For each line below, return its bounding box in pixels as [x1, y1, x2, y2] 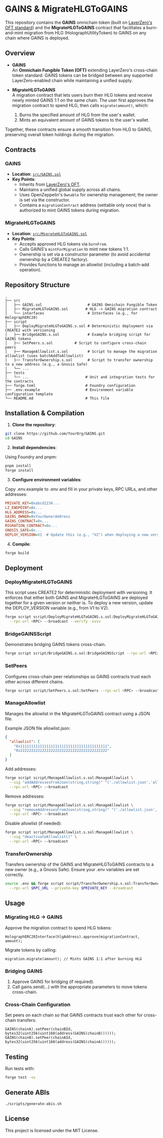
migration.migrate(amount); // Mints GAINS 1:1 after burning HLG [5, 956, 142, 961]
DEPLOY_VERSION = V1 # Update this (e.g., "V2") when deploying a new [5, 532, 149, 537]
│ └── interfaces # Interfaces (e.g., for [5, 311, 138, 315]
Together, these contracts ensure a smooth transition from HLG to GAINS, [5, 126, 152, 132]
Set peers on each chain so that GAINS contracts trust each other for [5, 1012, 143, 1018]
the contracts [5, 379, 34, 384]
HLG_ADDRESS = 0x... [5, 509, 42, 515]
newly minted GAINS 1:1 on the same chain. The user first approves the [12, 97, 154, 103]
